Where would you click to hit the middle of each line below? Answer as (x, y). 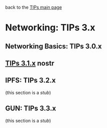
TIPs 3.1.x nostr (30, 63)
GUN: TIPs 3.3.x (31, 109)
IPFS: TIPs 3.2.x (31, 80)
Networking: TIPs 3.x (50, 28)
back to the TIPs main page (34, 7)
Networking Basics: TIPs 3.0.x (54, 46)
